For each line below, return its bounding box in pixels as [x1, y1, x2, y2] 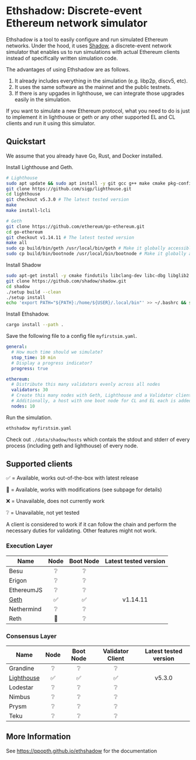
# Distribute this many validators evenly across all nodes [11, 382, 160, 388]
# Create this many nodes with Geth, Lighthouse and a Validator [11, 392, 174, 399]
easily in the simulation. [14, 95, 71, 103]
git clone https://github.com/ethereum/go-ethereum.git [6, 224, 145, 230]
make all [6, 240, 27, 246]
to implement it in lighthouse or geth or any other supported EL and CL [6, 113, 176, 121]
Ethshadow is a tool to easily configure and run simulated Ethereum [6, 36, 168, 43]
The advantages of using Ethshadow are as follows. [6, 66, 130, 73]
